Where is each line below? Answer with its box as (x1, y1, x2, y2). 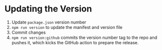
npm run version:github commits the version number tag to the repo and (11, 35, 158, 40)
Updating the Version (4, 3, 92, 14)
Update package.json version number (11, 19, 86, 25)
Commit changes (11, 29, 46, 35)
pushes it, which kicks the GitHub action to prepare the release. (11, 39, 139, 45)
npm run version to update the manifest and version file (11, 24, 123, 30)
